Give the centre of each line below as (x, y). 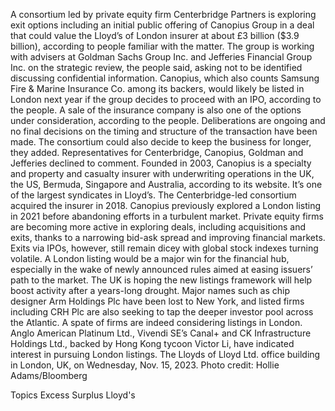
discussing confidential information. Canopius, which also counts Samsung (165, 78)
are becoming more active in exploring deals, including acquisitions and (158, 227)
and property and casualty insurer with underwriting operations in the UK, (162, 173)
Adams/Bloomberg (49, 375)
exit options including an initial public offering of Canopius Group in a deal (162, 25)
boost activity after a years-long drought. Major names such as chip (150, 290)
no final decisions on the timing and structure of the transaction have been (164, 131)
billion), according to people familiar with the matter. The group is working (162, 46)
